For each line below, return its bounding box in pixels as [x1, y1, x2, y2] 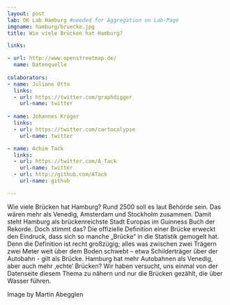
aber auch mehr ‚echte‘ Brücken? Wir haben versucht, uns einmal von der [7, 262, 218, 270]
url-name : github [20, 178, 70, 185]
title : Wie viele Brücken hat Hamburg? [7, 29, 123, 37]
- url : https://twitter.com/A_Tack [13, 158, 117, 165]
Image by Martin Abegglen [7, 290, 84, 298]
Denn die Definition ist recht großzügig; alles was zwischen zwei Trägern [7, 240, 217, 248]
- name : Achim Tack [7, 145, 64, 152]
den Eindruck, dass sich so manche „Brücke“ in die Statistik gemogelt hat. [7, 232, 220, 240]
